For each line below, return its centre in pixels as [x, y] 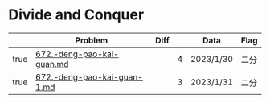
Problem [92, 40]
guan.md [52, 64]
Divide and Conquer [76, 15]
